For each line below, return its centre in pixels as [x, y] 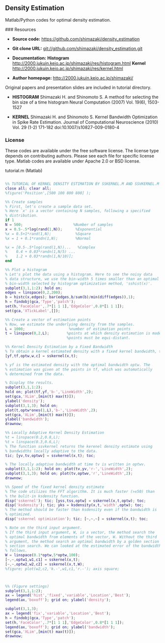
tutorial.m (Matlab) [24, 171]
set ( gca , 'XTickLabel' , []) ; [33, 311]
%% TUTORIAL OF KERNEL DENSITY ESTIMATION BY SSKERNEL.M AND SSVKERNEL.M [82, 184]
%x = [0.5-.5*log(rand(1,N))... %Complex [50, 247]
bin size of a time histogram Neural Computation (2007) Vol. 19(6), [79, 102]
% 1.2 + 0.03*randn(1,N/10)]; [39, 256]
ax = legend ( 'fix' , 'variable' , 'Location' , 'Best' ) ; [58, 614]
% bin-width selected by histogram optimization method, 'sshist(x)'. [79, 283]
